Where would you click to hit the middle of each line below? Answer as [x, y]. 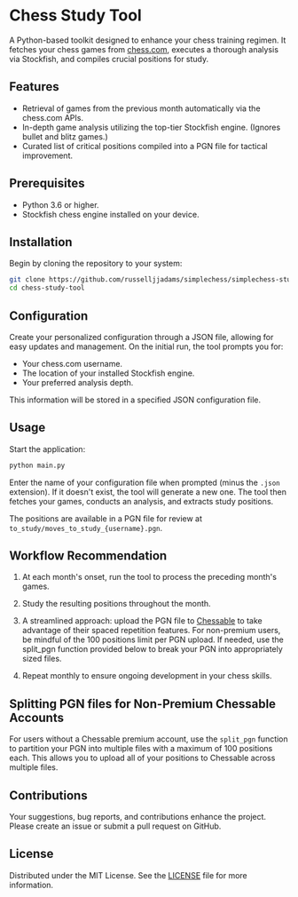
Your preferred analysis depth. [78, 382]
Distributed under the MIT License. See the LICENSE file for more [129, 875]
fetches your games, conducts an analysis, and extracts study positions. [141, 501]
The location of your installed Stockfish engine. [108, 373]
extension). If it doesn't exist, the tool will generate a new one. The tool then [148, 492]
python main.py [37, 465]
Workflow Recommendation [88, 556]
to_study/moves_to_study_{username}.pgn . [86, 528]
